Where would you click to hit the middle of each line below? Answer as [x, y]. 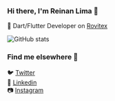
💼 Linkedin [22, 82]
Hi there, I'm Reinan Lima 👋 [53, 11]
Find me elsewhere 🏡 [43, 57]
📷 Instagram [25, 90]
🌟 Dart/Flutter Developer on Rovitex [57, 26]
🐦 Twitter [21, 72]
